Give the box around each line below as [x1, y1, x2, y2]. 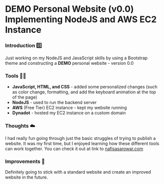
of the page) [12, 94, 38, 100]
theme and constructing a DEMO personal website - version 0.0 [5, 60, 134, 66]
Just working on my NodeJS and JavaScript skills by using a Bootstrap [5, 55, 148, 61]
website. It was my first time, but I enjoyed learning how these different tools [5, 141, 160, 147]
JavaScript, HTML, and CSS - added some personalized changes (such [12, 83, 158, 89]
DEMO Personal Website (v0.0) [5, 3, 134, 15]
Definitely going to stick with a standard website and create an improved [5, 169, 151, 175]
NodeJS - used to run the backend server [12, 99, 97, 105]
